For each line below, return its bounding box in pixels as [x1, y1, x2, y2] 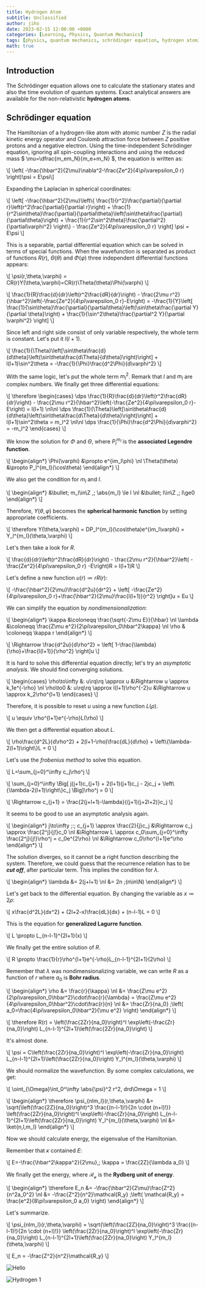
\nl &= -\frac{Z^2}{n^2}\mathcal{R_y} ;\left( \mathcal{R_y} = [35, 1191, 185, 1198]
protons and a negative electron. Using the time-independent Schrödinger [6, 142, 193, 149]
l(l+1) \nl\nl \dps [31, 405, 71, 412]
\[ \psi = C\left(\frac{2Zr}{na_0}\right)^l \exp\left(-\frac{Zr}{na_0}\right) [6, 1049, 184, 1056]
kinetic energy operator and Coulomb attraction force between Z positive [6, 135, 190, 142]
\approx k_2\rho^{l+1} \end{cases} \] [6, 691, 99, 698]
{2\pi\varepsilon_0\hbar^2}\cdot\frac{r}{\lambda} [6, 994, 130, 1001]
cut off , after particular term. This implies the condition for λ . [6, 866, 160, 874]
